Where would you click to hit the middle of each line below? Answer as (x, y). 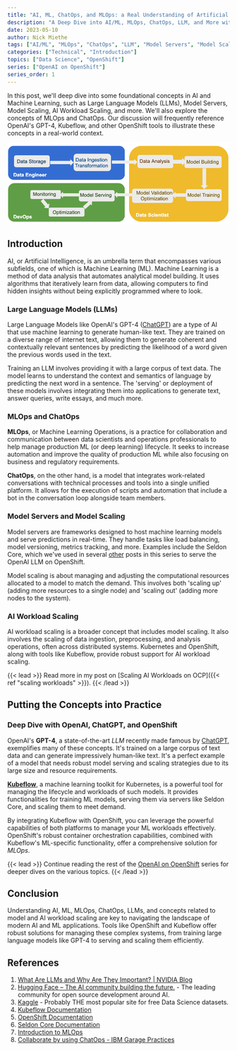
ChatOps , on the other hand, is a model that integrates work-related (106, 476)
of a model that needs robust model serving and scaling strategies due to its (118, 763)
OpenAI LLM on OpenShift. (46, 562)
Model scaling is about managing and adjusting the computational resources (118, 575)
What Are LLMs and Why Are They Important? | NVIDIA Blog (105, 980)
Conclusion (33, 893)
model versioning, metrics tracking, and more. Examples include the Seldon (117, 546)
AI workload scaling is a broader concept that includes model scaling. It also (118, 631)
